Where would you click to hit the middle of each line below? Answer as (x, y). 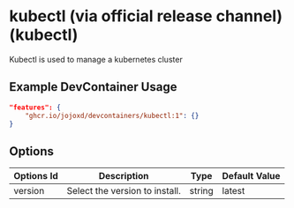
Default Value (251, 176)
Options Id (36, 176)
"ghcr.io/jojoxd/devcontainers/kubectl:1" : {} (112, 115)
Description (124, 176)
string (201, 191)
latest (234, 191)
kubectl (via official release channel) (146, 16)
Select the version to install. (124, 191)
